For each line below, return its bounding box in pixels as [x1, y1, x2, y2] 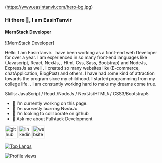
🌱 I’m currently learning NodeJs [12, 106, 77, 111]
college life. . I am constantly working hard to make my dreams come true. [5, 81, 157, 87]
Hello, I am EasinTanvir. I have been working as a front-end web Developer [5, 50, 157, 55]
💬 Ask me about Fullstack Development [12, 116, 93, 122]
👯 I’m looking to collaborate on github [12, 111, 89, 117]
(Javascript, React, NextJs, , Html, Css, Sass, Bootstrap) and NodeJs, [5, 60, 147, 66]
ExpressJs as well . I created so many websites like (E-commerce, [5, 65, 140, 71]
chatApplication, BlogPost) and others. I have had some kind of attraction [5, 70, 155, 76]
